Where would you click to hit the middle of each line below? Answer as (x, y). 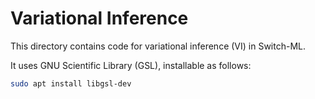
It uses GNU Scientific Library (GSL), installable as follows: (131, 65)
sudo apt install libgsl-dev (71, 83)
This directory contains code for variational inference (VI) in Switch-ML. (158, 46)
